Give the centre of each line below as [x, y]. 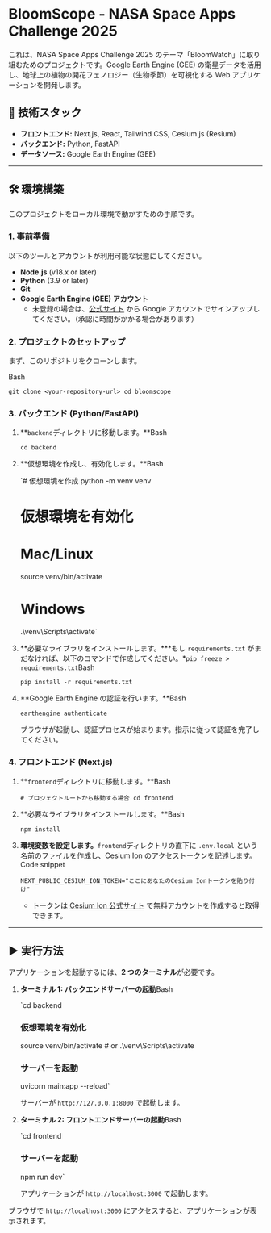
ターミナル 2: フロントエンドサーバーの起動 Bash [100, 1120]
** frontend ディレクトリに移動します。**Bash [95, 781]
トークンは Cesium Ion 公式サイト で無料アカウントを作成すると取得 [146, 905]
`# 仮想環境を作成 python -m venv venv [85, 481]
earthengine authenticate [63, 713]
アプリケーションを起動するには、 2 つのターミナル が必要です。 [114, 972]
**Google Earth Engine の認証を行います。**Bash [103, 698]
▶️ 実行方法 [36, 951]
